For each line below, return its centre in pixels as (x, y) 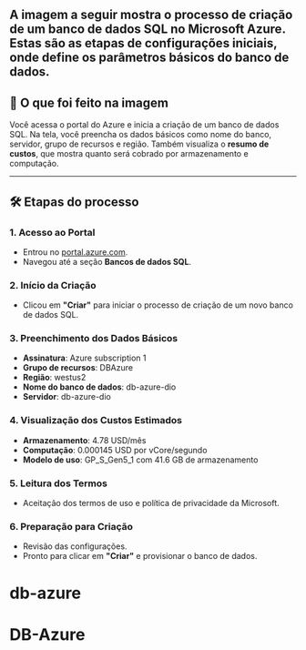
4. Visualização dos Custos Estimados (96, 421)
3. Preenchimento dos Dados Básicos (94, 339)
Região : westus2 (54, 378)
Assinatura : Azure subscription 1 (84, 358)
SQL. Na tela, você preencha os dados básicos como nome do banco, (140, 135)
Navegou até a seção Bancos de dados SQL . (107, 261)
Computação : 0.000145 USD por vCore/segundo (115, 450)
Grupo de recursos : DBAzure (78, 368)
